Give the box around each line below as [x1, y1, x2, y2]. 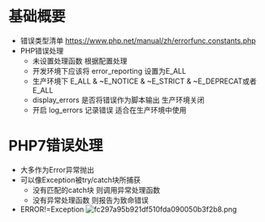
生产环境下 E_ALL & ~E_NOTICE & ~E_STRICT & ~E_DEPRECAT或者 [32, 76, 258, 86]
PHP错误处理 [20, 45, 64, 55]
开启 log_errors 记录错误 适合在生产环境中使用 [32, 105, 187, 114]
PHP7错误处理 [8, 137, 103, 155]
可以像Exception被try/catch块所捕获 [20, 175, 141, 185]
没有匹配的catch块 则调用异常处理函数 [32, 185, 161, 194]
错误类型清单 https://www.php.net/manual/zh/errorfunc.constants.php [20, 36, 256, 45]
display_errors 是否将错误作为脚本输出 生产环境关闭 [32, 95, 205, 105]
